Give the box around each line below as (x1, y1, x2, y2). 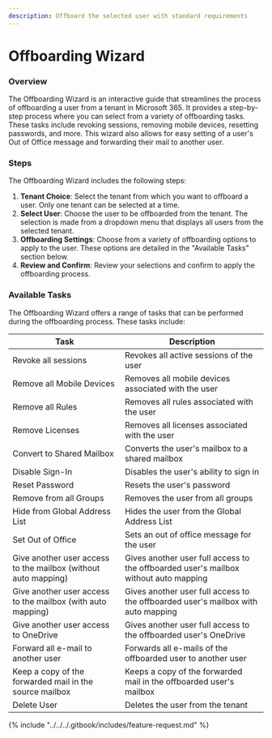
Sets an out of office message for (124, 529, 252, 540)
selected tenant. (19, 226, 74, 236)
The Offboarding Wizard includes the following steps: (8, 176, 187, 186)
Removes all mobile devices (124, 372, 231, 384)
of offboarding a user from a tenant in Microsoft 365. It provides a (8, 103, 228, 113)
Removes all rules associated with (124, 396, 253, 407)
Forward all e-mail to (12, 642, 92, 654)
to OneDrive (12, 629, 58, 641)
